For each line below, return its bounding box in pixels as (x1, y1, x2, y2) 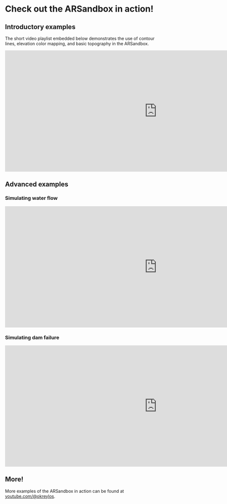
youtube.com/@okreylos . (5, 493, 56, 499)
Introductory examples (5, 23, 76, 31)
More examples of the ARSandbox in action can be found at (5, 488, 124, 494)
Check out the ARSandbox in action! (5, 3, 154, 15)
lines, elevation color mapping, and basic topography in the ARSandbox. (5, 41, 149, 47)
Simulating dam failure (5, 334, 60, 341)
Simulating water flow (5, 195, 58, 202)
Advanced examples (5, 180, 69, 189)
